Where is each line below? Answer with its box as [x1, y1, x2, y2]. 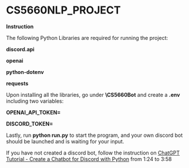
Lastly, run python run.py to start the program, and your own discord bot [6, 132, 183, 139]
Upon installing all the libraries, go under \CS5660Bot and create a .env [6, 91, 180, 98]
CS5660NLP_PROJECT [6, 4, 122, 17]
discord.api [6, 45, 35, 53]
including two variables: [6, 98, 64, 105]
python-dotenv [6, 68, 44, 75]
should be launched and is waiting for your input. [6, 137, 124, 145]
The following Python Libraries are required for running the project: [6, 34, 168, 41]
